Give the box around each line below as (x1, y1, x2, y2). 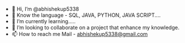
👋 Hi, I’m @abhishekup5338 (11, 6, 79, 12)
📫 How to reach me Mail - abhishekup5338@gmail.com (11, 31, 148, 37)
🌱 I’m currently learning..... (11, 18, 76, 24)
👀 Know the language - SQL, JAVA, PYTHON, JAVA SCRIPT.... (11, 12, 161, 19)
